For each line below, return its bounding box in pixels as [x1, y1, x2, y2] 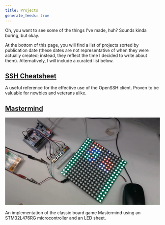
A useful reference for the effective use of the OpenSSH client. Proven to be [5, 85, 159, 91]
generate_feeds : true [5, 13, 50, 18]
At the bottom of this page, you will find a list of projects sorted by [5, 42, 139, 48]
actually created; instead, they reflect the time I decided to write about [5, 52, 147, 58]
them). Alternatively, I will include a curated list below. [5, 57, 114, 63]
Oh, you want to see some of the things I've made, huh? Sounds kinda [5, 27, 147, 33]
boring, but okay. [5, 32, 39, 38]
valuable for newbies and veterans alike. [5, 90, 87, 96]
